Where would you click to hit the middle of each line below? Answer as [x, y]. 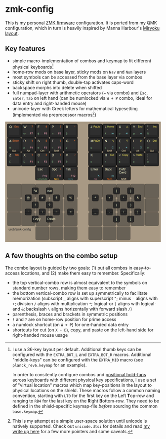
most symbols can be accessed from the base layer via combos [77, 77]
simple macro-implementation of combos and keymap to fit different [82, 61]
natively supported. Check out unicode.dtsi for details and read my [81, 426]
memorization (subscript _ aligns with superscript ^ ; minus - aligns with [85, 298]
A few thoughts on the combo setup [61, 256]
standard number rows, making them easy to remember [69, 288]
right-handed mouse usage [40, 335]
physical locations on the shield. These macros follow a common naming [86, 390]
